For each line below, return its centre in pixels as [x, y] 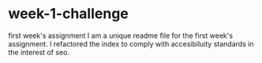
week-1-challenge [68, 14]
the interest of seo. [39, 52]
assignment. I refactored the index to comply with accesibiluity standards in [131, 43]
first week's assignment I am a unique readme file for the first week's [121, 35]
